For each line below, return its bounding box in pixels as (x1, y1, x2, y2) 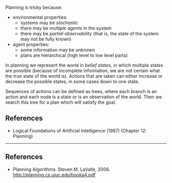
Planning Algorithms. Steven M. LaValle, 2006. (12, 166, 111, 172)
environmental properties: (12, 14, 68, 20)
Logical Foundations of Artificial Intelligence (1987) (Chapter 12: (12, 127, 147, 133)
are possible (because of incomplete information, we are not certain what (5, 67, 160, 74)
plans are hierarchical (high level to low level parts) (20, 52, 128, 58)
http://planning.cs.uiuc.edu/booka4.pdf (12, 171, 96, 178)
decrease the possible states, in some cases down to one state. (5, 79, 140, 84)
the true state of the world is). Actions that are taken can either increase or (5, 73, 163, 79)
